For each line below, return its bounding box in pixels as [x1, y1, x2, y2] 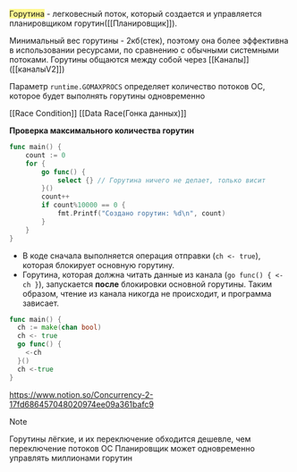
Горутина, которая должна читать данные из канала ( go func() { [21, 269, 272, 280]
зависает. [21, 298, 60, 308]
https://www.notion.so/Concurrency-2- [9, 389, 154, 400]
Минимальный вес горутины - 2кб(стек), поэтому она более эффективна [9, 36, 289, 46]
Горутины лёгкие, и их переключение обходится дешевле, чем [9, 434, 251, 444]
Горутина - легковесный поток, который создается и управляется [9, 9, 262, 19]
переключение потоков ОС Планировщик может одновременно [9, 442, 255, 453]
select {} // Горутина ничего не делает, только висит [56, 175, 267, 185]
